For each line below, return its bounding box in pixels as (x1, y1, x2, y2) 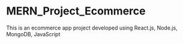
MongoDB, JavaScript (6, 30, 61, 37)
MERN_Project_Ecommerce (6, 4, 146, 18)
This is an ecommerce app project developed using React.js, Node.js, (6, 24, 178, 31)
